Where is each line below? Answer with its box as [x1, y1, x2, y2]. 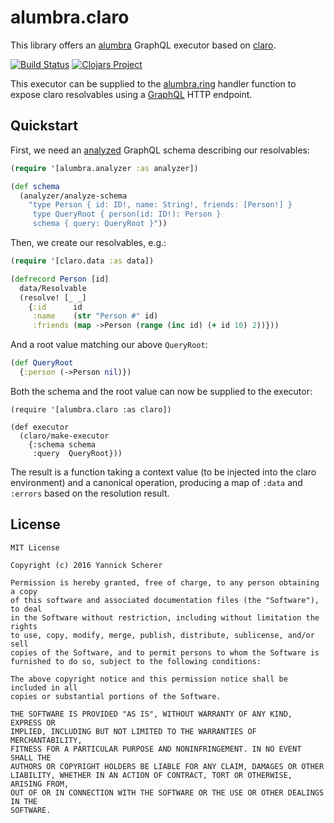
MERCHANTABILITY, [10, 735, 83, 745]
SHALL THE [10, 752, 52, 763]
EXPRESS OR [10, 717, 56, 728]
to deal [10, 604, 43, 614]
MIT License [10, 542, 60, 553]
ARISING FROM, [10, 779, 70, 789]
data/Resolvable [19, 283, 87, 293]
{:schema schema [28, 439, 97, 450]
